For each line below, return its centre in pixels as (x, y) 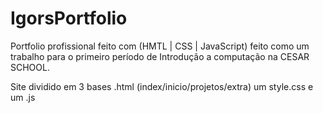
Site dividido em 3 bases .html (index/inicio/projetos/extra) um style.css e (162, 86)
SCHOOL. (30, 67)
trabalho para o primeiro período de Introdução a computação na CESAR (160, 56)
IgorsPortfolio (69, 18)
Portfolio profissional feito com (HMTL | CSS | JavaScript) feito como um (160, 46)
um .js (23, 97)
